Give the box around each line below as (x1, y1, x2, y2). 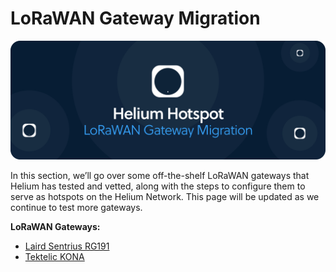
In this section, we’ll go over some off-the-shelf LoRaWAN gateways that (10, 169, 310, 181)
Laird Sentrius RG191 (24, 240, 110, 252)
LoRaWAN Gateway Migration (10, 7, 261, 30)
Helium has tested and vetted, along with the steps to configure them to (10, 180, 306, 192)
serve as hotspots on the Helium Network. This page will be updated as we (10, 190, 320, 202)
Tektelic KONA (24, 250, 85, 262)
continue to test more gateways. (10, 201, 143, 213)
